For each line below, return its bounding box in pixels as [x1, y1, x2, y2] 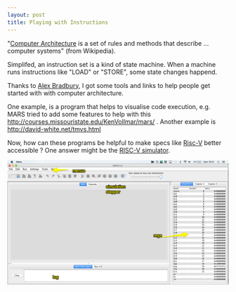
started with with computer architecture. [7, 89, 124, 97]
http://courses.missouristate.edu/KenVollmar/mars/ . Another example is [7, 117, 216, 126]
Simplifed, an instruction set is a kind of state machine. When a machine [7, 60, 216, 68]
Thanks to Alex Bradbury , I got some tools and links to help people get [7, 81, 211, 89]
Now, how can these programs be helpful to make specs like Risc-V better [7, 138, 222, 147]
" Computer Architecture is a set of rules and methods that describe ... [7, 39, 209, 47]
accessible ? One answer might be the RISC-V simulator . [7, 146, 171, 154]
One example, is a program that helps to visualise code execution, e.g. [7, 102, 211, 110]
